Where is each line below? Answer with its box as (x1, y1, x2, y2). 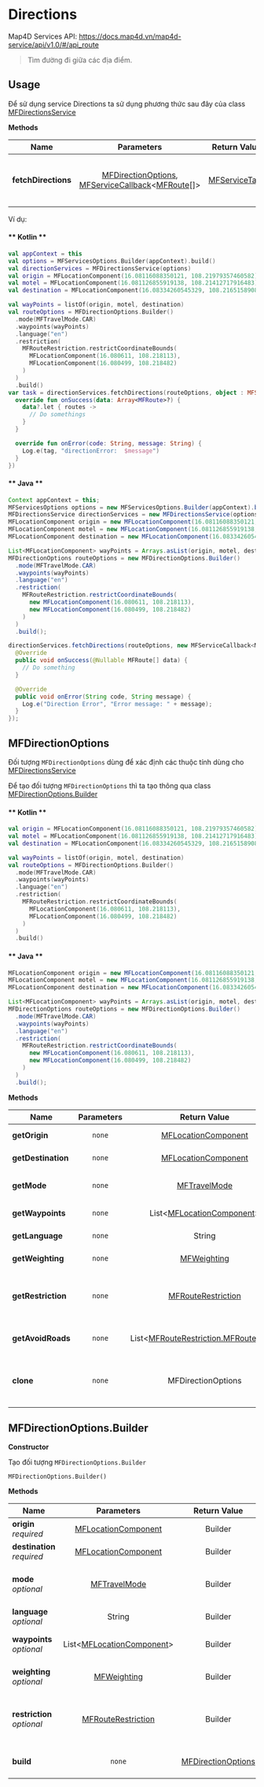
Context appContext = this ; (8, 496, 101, 504)
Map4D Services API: (8, 32, 77, 41)
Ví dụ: (8, 214, 27, 224)
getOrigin (12, 1130, 49, 1141)
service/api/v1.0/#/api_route (8, 39, 100, 49)
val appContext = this (8, 250, 82, 258)
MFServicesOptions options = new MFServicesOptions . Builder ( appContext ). (8, 503, 255, 512)
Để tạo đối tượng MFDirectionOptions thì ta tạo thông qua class (8, 780, 211, 790)
